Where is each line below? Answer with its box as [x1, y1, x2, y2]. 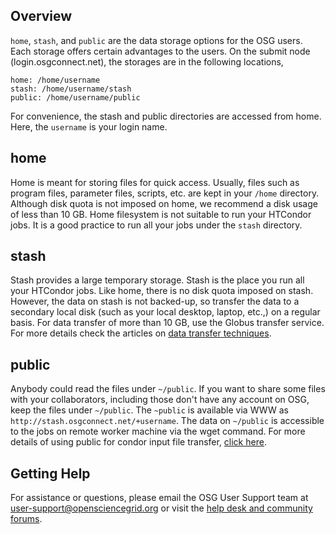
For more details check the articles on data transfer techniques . [10, 327, 272, 339]
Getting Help [10, 465, 91, 482]
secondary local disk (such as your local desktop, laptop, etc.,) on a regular [10, 306, 321, 318]
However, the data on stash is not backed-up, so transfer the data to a [10, 295, 300, 308]
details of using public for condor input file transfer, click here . [10, 436, 267, 448]
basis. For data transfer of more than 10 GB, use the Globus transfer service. [10, 317, 325, 329]
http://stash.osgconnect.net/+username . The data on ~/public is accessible [10, 415, 325, 427]
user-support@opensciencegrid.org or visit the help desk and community [10, 502, 313, 514]
